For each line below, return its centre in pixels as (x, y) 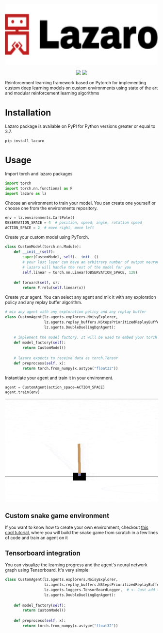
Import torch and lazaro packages (39, 173)
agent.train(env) (23, 392)
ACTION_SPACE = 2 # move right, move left (50, 228)
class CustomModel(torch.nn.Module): (43, 247)
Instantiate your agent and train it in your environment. (59, 378)
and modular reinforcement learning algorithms (52, 93)
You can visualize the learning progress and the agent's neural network (76, 565)
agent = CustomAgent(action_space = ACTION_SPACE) (55, 387)
